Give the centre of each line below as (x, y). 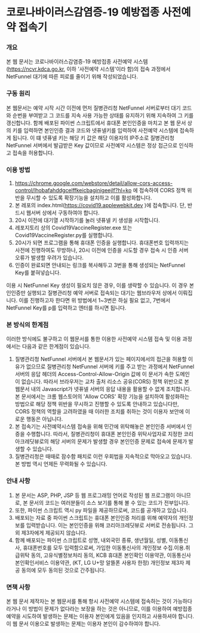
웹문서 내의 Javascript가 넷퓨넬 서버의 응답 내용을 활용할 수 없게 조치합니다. (103, 389)
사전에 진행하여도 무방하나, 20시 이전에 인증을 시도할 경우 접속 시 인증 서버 (101, 250)
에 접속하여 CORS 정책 (159, 190)
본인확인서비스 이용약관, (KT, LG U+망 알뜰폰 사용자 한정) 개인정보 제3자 (99, 562)
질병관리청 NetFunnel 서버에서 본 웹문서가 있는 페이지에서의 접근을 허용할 (101, 359)
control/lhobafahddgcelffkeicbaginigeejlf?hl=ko (73, 190)
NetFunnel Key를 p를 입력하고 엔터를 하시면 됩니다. (66, 308)
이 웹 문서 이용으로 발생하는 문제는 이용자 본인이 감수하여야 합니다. (83, 623)
